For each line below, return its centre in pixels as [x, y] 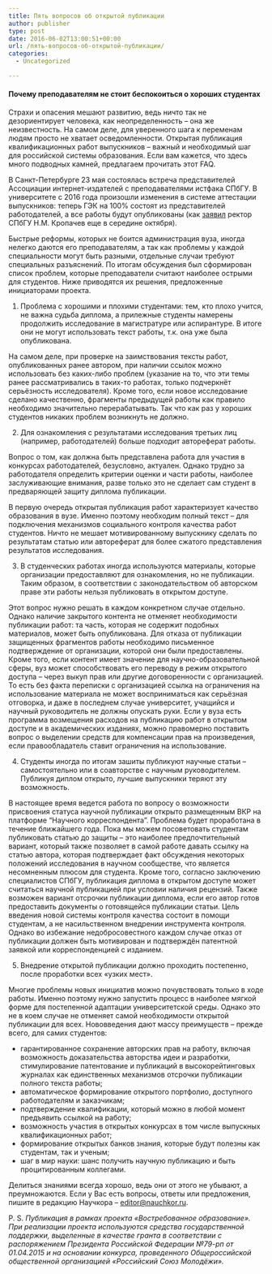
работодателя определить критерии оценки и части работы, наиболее [131, 474]
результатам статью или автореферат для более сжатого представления [135, 542]
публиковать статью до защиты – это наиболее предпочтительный [124, 838]
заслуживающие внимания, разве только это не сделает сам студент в [132, 483]
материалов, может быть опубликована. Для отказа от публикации [125, 633]
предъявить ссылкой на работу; [76, 1118]
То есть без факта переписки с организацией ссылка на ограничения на [134, 685]
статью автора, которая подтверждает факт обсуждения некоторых [126, 855]
